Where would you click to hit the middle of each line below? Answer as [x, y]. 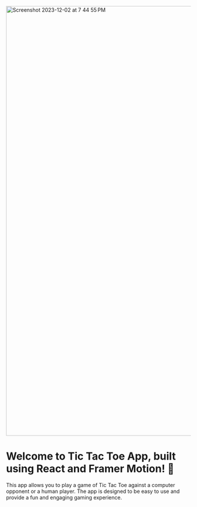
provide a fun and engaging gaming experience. [64, 497]
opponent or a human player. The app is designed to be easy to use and [93, 491]
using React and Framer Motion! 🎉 [90, 469]
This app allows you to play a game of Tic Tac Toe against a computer [91, 485]
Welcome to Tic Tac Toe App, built [91, 456]
